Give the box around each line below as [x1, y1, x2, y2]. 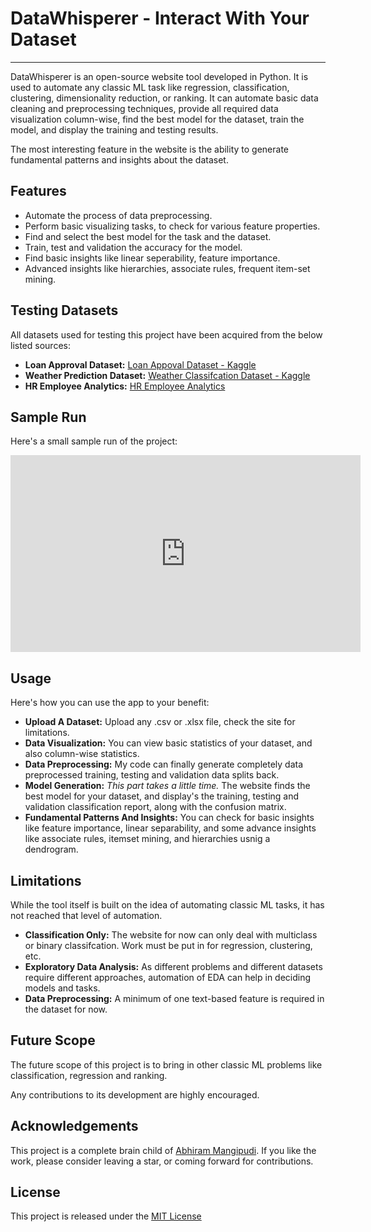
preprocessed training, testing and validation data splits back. [24, 769, 280, 781]
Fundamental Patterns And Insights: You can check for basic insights [24, 812, 315, 824]
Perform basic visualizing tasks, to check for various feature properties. [24, 220, 321, 232]
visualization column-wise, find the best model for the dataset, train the [10, 113, 305, 125]
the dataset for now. [24, 1003, 108, 1015]
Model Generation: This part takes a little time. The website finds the [24, 780, 311, 792]
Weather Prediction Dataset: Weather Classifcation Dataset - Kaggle [24, 369, 311, 381]
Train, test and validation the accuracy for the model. [24, 241, 243, 253]
